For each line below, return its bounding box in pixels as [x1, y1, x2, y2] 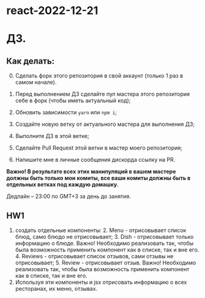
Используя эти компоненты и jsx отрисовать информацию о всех [15, 278, 187, 286]
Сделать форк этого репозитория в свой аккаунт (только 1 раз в [15, 72, 184, 79]
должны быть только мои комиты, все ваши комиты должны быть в [6, 175, 191, 182]
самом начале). [15, 79, 57, 86]
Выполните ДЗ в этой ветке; [15, 133, 90, 140]
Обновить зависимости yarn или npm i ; [15, 109, 117, 116]
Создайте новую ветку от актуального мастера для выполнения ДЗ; [15, 120, 195, 128]
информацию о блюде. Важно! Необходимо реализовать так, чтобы [15, 239, 194, 247]
